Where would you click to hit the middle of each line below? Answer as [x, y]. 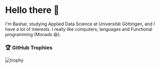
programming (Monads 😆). [33, 34]
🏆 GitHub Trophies [29, 48]
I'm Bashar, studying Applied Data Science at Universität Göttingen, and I [80, 24]
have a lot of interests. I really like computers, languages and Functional [79, 29]
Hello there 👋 [32, 10]
